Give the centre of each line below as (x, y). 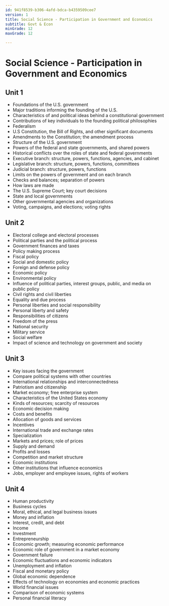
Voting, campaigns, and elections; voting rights (62, 207)
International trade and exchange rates (53, 430)
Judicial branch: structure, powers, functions (59, 169)
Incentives (23, 425)
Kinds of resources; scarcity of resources (56, 403)
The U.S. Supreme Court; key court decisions (60, 191)
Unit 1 (14, 92)
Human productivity (33, 501)
